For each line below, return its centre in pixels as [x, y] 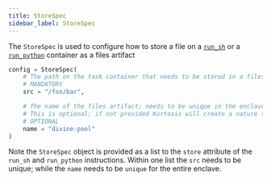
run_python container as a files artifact [72, 55]
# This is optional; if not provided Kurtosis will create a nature [140, 113]
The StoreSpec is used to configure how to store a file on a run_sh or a [124, 46]
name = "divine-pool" [59, 129]
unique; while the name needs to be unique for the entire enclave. [115, 169]
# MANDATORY [43, 84]
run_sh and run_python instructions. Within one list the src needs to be [125, 160]
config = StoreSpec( [43, 69]
